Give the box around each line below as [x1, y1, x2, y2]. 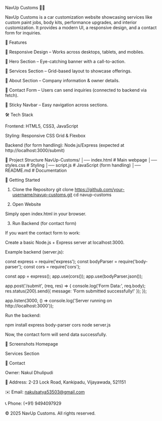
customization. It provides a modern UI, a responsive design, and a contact [5, 25, 157, 31]
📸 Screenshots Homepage [5, 341, 58, 347]
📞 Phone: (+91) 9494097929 [5, 400, 62, 406]
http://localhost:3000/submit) [5, 148, 65, 153]
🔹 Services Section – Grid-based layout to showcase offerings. [5, 68, 132, 74]
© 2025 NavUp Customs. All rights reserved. [5, 410, 96, 416]
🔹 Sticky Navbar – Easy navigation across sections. [5, 102, 108, 108]
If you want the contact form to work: [5, 230, 81, 236]
